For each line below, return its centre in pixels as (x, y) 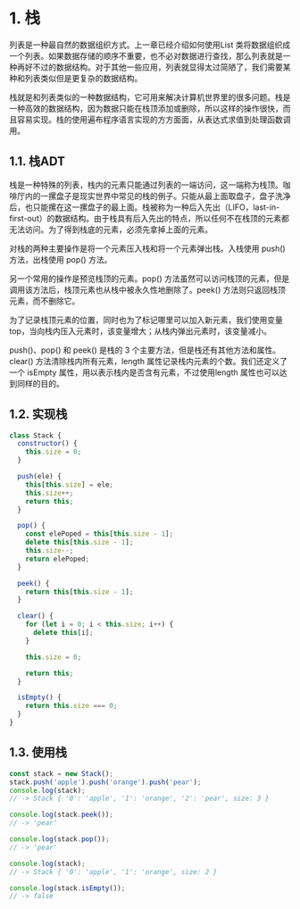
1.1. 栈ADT (37, 162)
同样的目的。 (40, 383)
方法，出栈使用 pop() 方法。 (61, 259)
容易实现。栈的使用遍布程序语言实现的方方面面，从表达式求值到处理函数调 (154, 119)
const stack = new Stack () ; (62, 773)
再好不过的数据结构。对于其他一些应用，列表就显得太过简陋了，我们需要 (150, 67)
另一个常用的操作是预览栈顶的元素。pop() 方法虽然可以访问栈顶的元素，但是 (150, 279)
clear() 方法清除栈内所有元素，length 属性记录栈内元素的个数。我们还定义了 (149, 361)
